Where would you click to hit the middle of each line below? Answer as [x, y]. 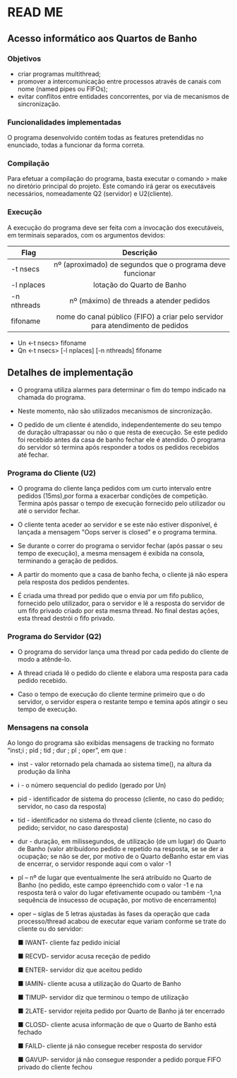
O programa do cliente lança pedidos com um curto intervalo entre [114, 488]
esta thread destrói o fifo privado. [66, 618]
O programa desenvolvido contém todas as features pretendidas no [106, 138]
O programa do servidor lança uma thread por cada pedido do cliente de [123, 652]
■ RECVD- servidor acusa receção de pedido [84, 956]
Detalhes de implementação [71, 373]
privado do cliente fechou [55, 1067]
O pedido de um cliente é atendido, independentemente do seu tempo [120, 424]
